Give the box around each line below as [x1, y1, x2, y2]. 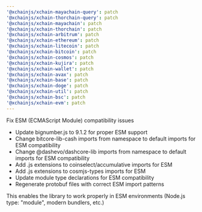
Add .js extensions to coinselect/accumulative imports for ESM [15, 161, 173, 168]
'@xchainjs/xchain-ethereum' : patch [6, 37, 99, 43]
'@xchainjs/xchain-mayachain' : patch [6, 20, 102, 26]
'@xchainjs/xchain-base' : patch [6, 77, 88, 83]
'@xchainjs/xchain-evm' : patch [6, 100, 86, 106]
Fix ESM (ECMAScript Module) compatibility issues [6, 117, 134, 124]
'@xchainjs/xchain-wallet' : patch [6, 65, 94, 72]
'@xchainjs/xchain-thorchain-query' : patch [6, 15, 119, 21]
